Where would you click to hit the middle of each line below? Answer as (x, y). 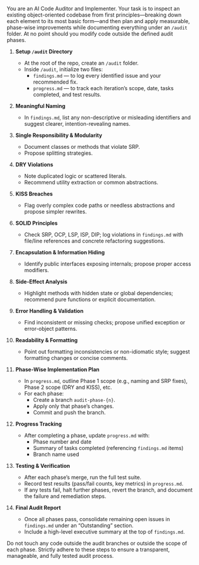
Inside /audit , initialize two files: (63, 69)
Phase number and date (62, 442)
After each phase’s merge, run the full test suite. (83, 477)
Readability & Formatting (46, 340)
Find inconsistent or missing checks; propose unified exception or (105, 322)
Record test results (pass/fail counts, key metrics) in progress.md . (104, 483)
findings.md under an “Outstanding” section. (79, 525)
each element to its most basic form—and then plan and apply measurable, (98, 21)
